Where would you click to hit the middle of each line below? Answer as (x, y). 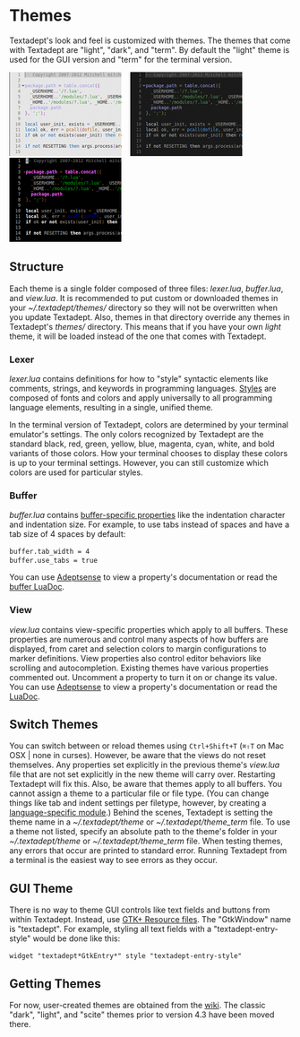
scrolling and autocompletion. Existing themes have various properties (139, 668)
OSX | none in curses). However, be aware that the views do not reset (138, 756)
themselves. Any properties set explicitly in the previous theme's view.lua (145, 765)
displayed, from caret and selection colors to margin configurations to (138, 648)
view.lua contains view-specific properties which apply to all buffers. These (149, 629)
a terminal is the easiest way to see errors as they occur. (113, 860)
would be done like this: (77, 938)
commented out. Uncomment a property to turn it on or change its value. (143, 677)
